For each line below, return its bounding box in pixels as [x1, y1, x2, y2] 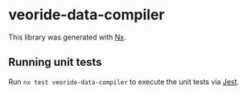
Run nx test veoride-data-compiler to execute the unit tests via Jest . [8, 76, 240, 86]
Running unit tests [8, 55, 102, 69]
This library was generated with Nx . [8, 32, 126, 42]
